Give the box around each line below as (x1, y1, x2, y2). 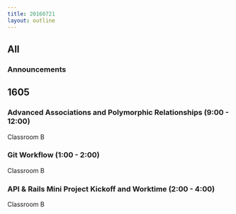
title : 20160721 (7, 10, 55, 18)
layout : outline (7, 17, 55, 24)
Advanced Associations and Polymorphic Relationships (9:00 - (7, 108, 229, 118)
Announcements (7, 64, 67, 74)
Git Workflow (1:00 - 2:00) (7, 150, 100, 160)
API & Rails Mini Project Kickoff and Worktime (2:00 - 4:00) (7, 184, 215, 193)
